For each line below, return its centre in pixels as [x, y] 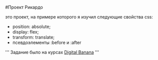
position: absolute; [31, 26]
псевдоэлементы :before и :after [47, 42]
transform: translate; [33, 37]
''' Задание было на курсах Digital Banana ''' [52, 52]
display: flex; [25, 32]
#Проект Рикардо [24, 7]
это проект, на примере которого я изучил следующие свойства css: [79, 17]
